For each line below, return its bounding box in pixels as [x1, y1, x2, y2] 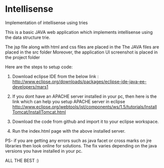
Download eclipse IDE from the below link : [12, 73, 99, 79]
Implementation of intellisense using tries [5, 20, 88, 26]
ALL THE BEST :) [5, 157, 39, 163]
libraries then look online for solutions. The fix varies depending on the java [5, 142, 157, 148]
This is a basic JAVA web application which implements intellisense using [5, 29, 153, 35]
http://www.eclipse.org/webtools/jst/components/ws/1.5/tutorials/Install [12, 104, 157, 110]
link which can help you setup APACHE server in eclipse [12, 98, 125, 104]
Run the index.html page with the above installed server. [12, 128, 126, 134]
